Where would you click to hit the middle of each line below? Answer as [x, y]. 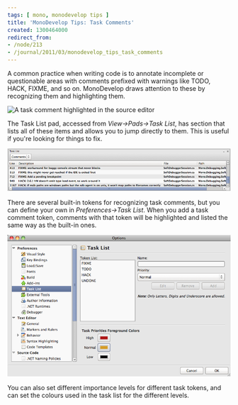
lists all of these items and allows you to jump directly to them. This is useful [118, 131]
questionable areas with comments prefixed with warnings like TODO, [109, 81]
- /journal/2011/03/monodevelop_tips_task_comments [85, 52]
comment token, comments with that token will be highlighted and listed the [118, 217]
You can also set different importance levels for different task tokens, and [114, 388]
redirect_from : [30, 38]
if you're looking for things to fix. [55, 139]
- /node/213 [25, 45]
